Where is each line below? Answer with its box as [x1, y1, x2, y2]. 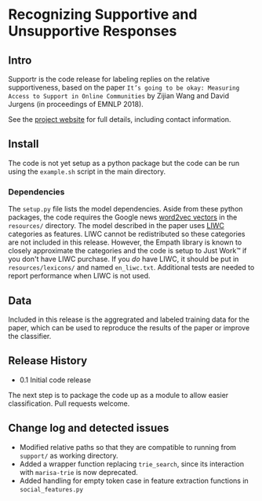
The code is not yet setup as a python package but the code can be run [8, 158, 240, 168]
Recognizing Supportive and [8, 6, 198, 24]
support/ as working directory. [19, 451, 118, 460]
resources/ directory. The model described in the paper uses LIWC [8, 221, 225, 230]
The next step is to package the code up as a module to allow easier [8, 390, 229, 400]
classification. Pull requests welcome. [8, 399, 130, 408]
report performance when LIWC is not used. [8, 271, 151, 281]
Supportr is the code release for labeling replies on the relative [8, 75, 210, 83]
